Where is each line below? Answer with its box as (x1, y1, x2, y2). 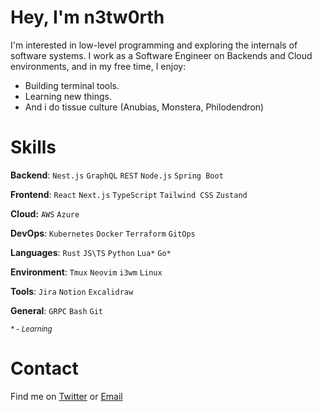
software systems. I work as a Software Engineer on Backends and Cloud (10, 49, 313, 61)
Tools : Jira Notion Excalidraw (10, 285, 134, 297)
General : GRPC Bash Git (10, 304, 103, 316)
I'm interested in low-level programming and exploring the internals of (10, 39, 298, 51)
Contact (10, 357, 79, 380)
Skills (10, 136, 57, 159)
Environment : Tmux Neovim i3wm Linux (10, 266, 163, 278)
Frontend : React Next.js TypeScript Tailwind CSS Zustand (10, 188, 248, 200)
